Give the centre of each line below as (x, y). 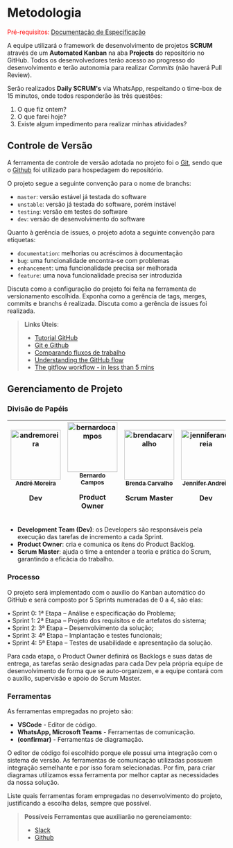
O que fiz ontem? (42, 109)
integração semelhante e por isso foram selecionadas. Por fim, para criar (111, 768)
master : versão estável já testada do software (82, 196)
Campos (93, 483)
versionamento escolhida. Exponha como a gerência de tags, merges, (107, 296)
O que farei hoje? (42, 117)
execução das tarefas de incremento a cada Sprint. (90, 537)
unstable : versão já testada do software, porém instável (97, 204)
